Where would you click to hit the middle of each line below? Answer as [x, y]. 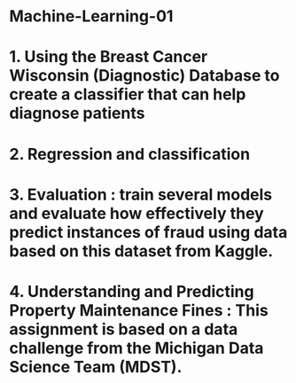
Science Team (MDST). [96, 367]
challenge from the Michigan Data [136, 348]
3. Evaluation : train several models [141, 195]
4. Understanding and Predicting [132, 291]
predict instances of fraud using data [148, 232]
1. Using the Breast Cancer [109, 57]
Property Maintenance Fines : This [139, 310]
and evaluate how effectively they [136, 213]
